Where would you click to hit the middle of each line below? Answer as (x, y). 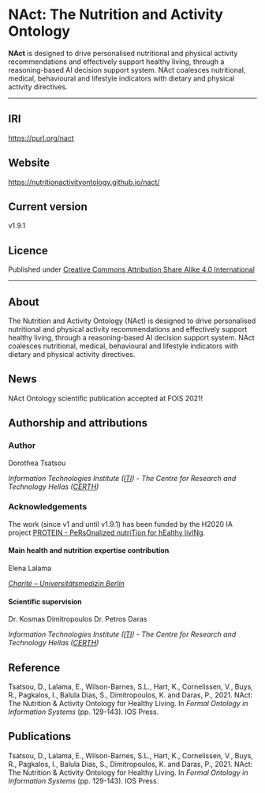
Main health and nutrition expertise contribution (89, 551)
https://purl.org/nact (41, 138)
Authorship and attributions (78, 423)
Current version (48, 207)
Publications (40, 737)
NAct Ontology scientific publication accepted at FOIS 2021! (106, 398)
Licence (28, 250)
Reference (34, 668)
